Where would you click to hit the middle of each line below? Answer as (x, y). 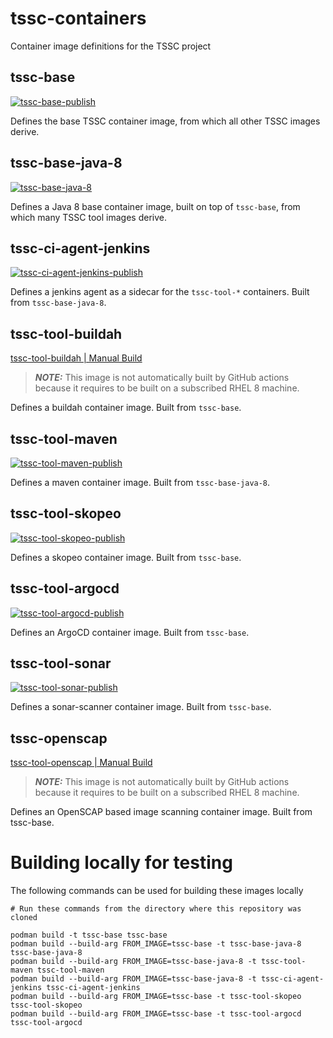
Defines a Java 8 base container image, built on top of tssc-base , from (155, 206)
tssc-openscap (59, 738)
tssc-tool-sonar (61, 663)
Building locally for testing (121, 863)
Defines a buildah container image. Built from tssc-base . (126, 408)
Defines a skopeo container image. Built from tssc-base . (126, 557)
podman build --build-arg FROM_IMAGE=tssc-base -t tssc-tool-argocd (156, 1014)
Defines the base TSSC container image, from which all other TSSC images (165, 121)
